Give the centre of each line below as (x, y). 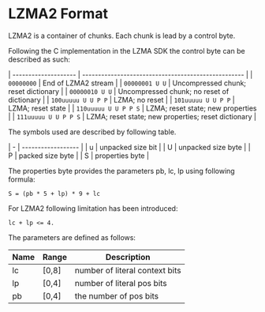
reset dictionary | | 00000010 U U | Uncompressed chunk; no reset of (119, 91)
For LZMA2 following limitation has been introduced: (93, 208)
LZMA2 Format (58, 14)
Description (128, 257)
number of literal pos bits (121, 283)
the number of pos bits (117, 295)
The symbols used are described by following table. (92, 132)
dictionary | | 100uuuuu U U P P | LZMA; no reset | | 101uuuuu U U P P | (121, 100)
